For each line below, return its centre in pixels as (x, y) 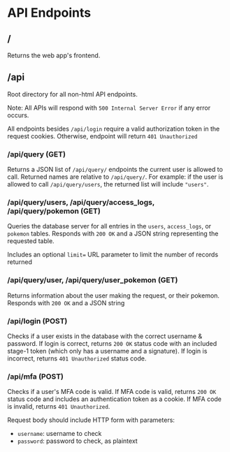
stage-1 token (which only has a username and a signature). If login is (107, 351)
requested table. (31, 241)
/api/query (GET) (37, 154)
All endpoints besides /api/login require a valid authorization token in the (114, 129)
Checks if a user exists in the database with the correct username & (105, 336)
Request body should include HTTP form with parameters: (91, 420)
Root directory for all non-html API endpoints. (72, 94)
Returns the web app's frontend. (54, 55)
